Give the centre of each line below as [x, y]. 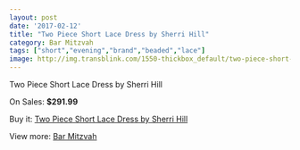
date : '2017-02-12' [46, 26]
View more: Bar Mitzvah [53, 136]
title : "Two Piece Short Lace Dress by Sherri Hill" [109, 34]
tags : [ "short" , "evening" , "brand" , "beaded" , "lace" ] [107, 51]
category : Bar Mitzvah [51, 42]
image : [21, 59]
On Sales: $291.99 [44, 102]
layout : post [33, 17]
